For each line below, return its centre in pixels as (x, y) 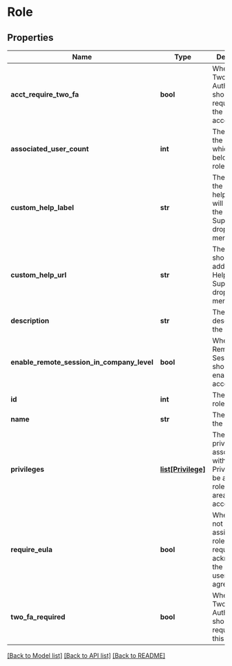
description (30, 321)
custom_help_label (42, 208)
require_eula (32, 550)
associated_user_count (50, 149)
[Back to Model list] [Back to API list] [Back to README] (86, 656)
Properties (30, 38)
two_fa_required (38, 617)
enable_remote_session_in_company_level (82, 362)
